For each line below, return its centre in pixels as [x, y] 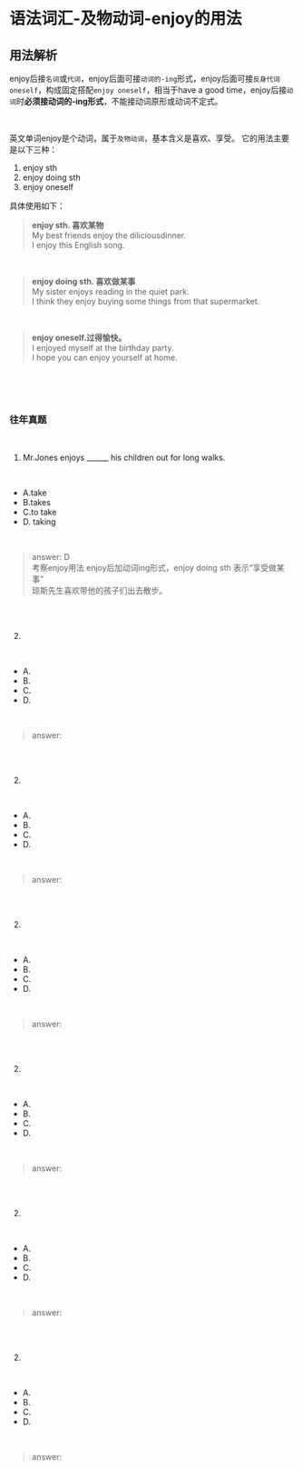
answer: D [51, 557]
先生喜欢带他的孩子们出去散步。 [108, 591]
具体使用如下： [37, 206]
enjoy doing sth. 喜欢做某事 [83, 281]
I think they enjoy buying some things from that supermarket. [146, 301]
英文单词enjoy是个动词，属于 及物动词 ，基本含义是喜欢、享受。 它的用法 [142, 138]
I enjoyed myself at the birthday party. [103, 348]
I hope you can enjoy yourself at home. [105, 357]
